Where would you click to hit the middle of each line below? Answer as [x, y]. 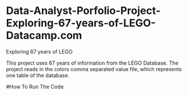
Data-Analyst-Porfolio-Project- [83, 11]
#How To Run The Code [35, 86]
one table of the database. [38, 75]
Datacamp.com [44, 36]
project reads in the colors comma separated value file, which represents [94, 69]
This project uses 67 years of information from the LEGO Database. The [92, 63]
